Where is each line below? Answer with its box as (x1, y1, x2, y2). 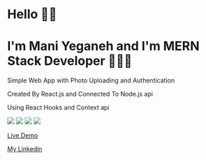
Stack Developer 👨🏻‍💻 (7, 53, 133, 69)
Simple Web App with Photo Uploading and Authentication (7, 76, 175, 85)
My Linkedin (7, 145, 43, 153)
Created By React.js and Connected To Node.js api (7, 90, 154, 99)
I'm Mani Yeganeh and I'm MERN (7, 38, 200, 54)
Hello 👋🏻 (7, 6, 57, 22)
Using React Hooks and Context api (7, 103, 110, 112)
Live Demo (7, 131, 38, 140)
